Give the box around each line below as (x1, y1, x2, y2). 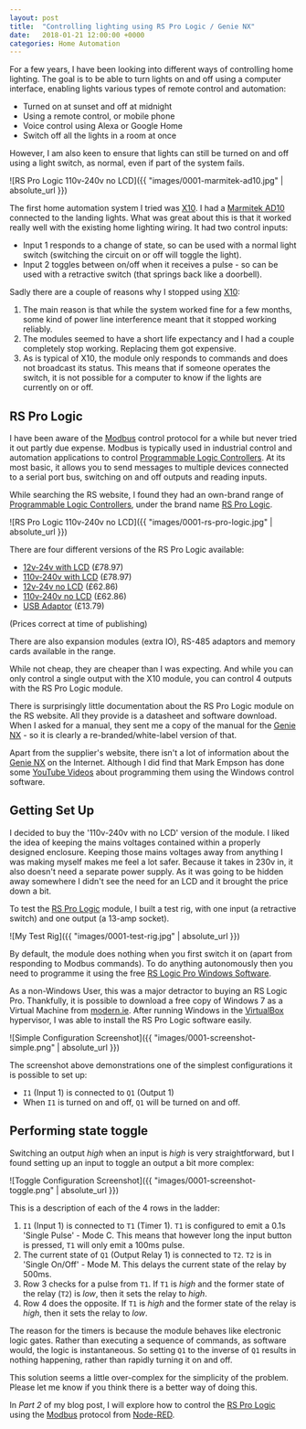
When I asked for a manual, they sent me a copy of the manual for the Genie (9, 720, 297, 731)
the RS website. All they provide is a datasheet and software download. (9, 710, 277, 722)
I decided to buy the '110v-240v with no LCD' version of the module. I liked (9, 827, 290, 838)
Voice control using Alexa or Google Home (22, 121, 183, 132)
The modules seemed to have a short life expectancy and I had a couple (22, 333, 295, 344)
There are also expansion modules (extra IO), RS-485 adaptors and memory (9, 636, 296, 647)
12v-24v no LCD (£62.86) (22, 581, 119, 592)
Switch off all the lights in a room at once (22, 130, 177, 142)
